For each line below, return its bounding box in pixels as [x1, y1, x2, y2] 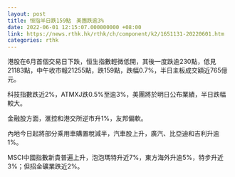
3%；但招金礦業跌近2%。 [7, 162, 84, 171]
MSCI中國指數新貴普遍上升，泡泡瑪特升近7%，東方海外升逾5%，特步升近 [7, 154, 224, 162]
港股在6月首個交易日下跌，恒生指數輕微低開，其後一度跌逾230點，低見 [7, 58, 216, 66]
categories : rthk [7, 37, 59, 44]
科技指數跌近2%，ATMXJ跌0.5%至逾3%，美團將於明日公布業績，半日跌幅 [7, 90, 226, 99]
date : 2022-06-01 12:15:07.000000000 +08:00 [7, 23, 142, 31]
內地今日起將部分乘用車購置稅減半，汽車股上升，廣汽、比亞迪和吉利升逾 [7, 129, 219, 138]
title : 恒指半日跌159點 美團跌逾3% [7, 17, 105, 24]
